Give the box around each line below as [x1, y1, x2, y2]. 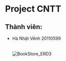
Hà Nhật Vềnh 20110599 [12, 35, 61, 41]
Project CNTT [5, 3, 62, 15]
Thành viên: [5, 23, 43, 31]
